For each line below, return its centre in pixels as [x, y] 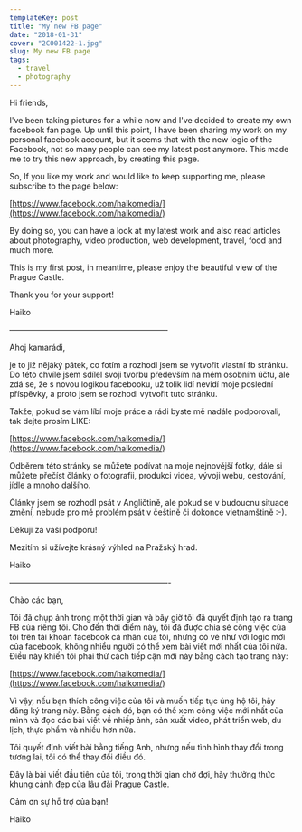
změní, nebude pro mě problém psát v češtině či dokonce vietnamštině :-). [148, 512]
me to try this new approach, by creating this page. [104, 159]
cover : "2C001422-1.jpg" [56, 43]
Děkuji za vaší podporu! [53, 529]
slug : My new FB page [50, 52]
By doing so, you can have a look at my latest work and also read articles [145, 230]
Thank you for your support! [62, 295]
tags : [19, 60]
